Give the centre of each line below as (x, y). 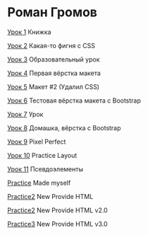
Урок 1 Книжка (29, 32)
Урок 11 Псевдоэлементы (45, 169)
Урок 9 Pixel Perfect (37, 142)
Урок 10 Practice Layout (42, 155)
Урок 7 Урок (25, 114)
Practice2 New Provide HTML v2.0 (57, 210)
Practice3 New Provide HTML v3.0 (57, 224)
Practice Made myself (39, 183)
